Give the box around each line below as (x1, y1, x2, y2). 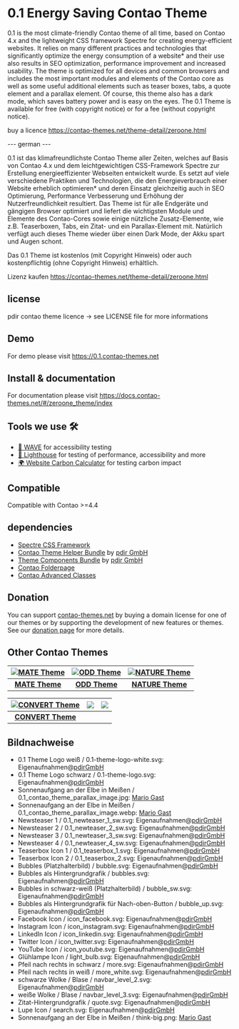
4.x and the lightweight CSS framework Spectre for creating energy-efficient (7, 36, 233, 44)
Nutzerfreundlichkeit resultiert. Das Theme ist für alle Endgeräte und (7, 199, 208, 208)
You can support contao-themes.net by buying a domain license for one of (7, 611, 227, 619)
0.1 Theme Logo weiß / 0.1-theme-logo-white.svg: (17, 756, 164, 764)
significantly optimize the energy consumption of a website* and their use (7, 51, 225, 60)
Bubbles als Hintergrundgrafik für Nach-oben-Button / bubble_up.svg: (17, 900, 224, 908)
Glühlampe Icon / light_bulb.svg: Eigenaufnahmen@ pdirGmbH (17, 953, 200, 961)
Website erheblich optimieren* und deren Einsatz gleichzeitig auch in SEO (7, 184, 225, 192)
